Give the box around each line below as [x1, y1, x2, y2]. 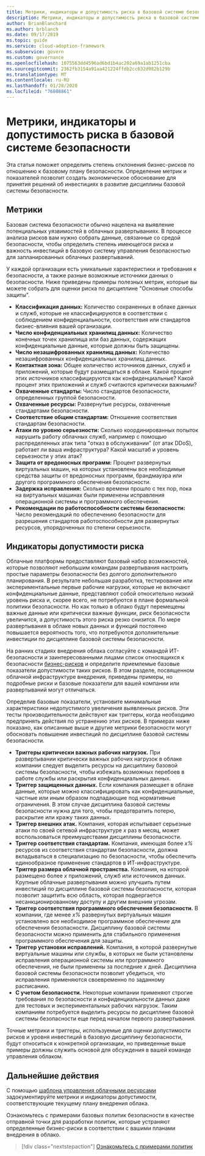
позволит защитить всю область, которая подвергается [15, 891, 162, 899]
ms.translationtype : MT [6, 71, 67, 78]
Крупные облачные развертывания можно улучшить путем [15, 879, 171, 886]
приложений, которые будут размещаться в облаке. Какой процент [15, 368, 192, 375]
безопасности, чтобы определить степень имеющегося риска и [6, 240, 174, 247]
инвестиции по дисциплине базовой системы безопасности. [6, 635, 165, 643]
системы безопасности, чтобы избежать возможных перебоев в [15, 768, 185, 776]
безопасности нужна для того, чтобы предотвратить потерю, [15, 807, 176, 814]
